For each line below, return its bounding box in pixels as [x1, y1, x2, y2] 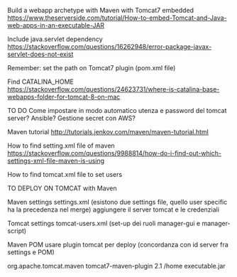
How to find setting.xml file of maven [7, 141, 115, 150]
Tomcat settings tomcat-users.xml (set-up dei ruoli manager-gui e [7, 219, 201, 227]
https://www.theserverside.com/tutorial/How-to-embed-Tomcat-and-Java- [7, 13, 227, 22]
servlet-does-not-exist [7, 50, 74, 58]
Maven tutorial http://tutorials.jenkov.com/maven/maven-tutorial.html [7, 128, 209, 136]
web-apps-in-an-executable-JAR [7, 21, 105, 29]
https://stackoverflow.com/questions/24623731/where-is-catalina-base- [7, 85, 220, 93]
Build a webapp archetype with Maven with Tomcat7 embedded [7, 6, 194, 14]
